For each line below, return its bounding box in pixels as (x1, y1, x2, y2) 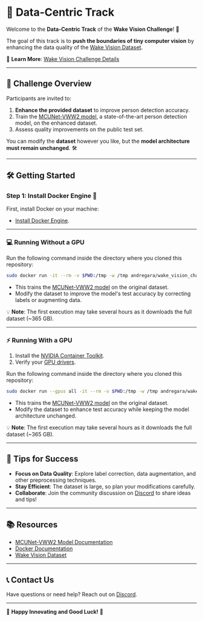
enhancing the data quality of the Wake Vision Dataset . (6, 44, 143, 51)
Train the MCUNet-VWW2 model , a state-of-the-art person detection (14, 113, 187, 120)
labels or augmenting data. (14, 296, 82, 303)
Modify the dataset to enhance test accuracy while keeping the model (14, 406, 189, 413)
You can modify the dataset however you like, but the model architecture (6, 137, 190, 145)
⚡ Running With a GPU (6, 336, 72, 344)
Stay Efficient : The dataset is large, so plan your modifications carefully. (14, 482, 196, 490)
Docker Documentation (14, 545, 73, 553)
